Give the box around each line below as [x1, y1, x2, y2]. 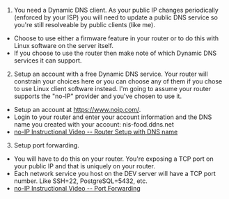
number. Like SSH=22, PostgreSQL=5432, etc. [13, 177, 148, 185]
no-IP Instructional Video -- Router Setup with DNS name [13, 128, 178, 136]
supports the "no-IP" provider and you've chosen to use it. [13, 92, 182, 100]
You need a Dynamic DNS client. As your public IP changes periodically [13, 6, 219, 14]
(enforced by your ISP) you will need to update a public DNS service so [13, 13, 218, 22]
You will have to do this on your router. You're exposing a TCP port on [13, 154, 214, 163]
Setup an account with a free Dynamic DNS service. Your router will [13, 70, 208, 78]
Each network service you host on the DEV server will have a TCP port [13, 170, 216, 177]
